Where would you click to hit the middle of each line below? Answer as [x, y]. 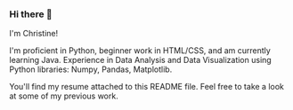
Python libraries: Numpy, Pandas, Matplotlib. [91, 69]
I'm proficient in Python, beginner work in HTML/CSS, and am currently [140, 51]
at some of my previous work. [64, 96]
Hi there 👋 [31, 14]
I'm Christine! [34, 34]
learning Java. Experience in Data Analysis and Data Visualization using [140, 60]
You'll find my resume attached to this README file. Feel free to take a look [147, 87]
